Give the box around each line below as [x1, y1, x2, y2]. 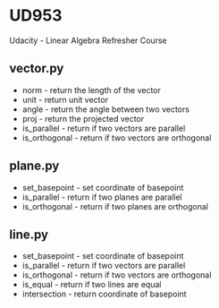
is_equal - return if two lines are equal [21, 279, 162, 290]
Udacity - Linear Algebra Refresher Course [9, 35, 167, 46]
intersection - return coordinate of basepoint [21, 288, 187, 300]
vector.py [9, 61, 64, 76]
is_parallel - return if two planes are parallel [21, 192, 182, 202]
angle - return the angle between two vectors [21, 104, 190, 115]
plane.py [9, 158, 60, 174]
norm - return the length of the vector [21, 84, 161, 95]
